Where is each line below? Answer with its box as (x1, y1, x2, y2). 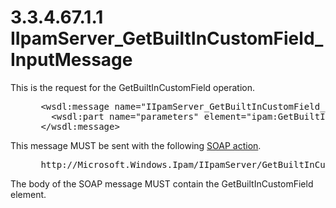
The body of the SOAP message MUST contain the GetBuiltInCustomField (10, 177, 314, 190)
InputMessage (10, 49, 133, 71)
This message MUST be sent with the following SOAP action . (10, 139, 262, 151)
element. (10, 188, 47, 200)
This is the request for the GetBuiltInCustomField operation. (10, 81, 256, 93)
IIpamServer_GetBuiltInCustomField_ (10, 27, 324, 50)
